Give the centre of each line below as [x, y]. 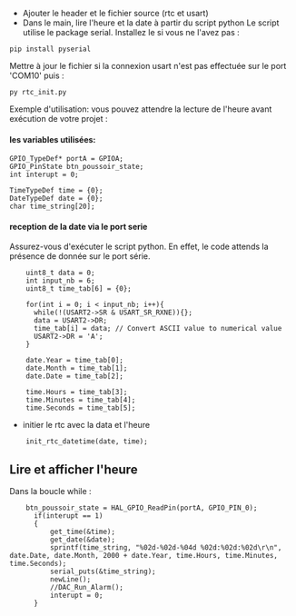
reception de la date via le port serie [79, 226]
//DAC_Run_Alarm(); [87, 588]
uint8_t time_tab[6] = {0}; [79, 289]
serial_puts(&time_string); [103, 571]
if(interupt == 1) [68, 516]
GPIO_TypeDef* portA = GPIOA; [67, 159]
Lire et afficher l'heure [74, 469]
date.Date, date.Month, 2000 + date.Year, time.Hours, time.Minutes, [144, 556]
